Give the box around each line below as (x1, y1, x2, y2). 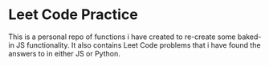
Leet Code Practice (8, 6, 138, 24)
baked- (237, 32, 262, 41)
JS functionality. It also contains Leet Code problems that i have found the (15, 40, 261, 49)
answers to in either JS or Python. (8, 49, 120, 58)
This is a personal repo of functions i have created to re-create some (8, 32, 236, 41)
